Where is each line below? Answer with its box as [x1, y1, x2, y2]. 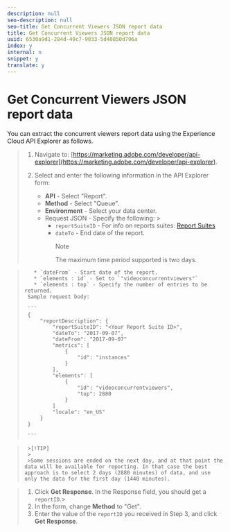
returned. [24, 287, 53, 294]
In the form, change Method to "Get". [34, 502, 142, 510]
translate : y [7, 62, 45, 69]
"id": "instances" [77, 354, 130, 361]
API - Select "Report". [44, 191, 107, 200]
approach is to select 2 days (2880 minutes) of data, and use [24, 469, 211, 476]
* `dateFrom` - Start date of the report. [33, 268, 158, 276]
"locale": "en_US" [52, 409, 105, 415]
